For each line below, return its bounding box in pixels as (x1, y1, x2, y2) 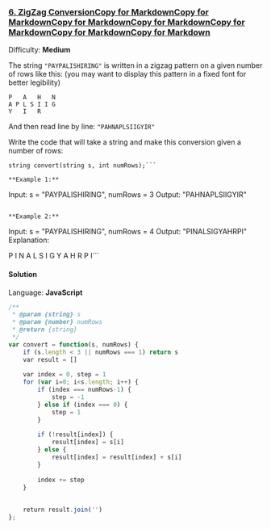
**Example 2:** (8, 212, 60, 220)
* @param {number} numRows (11, 318, 103, 326)
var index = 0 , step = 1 (23, 371, 106, 379)
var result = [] (23, 355, 78, 363)
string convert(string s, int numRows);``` (8, 162, 157, 170)
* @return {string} (11, 325, 78, 334)
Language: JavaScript (8, 288, 83, 297)
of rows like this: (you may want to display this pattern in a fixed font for (8, 69, 247, 79)
